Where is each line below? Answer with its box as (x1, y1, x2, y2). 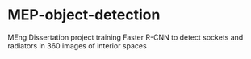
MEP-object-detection (7, 6, 161, 24)
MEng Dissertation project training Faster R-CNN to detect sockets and (7, 32, 244, 42)
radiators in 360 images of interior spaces (7, 40, 147, 50)
